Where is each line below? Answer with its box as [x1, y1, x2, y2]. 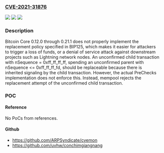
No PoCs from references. [5, 115, 58, 121]
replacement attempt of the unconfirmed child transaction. [5, 80, 123, 86]
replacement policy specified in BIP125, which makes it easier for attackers [5, 44, 156, 49]
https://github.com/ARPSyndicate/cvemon [12, 137, 98, 143]
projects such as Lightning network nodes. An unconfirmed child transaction [5, 54, 160, 60]
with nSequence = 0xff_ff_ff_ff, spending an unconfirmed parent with [5, 59, 144, 65]
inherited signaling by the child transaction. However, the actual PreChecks [5, 69, 157, 75]
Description [5, 27, 34, 34]
